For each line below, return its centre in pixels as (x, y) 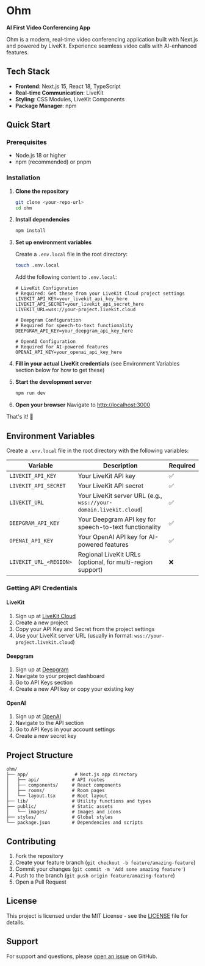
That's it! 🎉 (20, 417)
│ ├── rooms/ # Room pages (56, 791)
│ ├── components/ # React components (64, 785)
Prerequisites (27, 142)
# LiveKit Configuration (47, 288)
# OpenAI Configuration (45, 342)
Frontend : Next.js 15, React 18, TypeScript (68, 86)
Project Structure (40, 755)
